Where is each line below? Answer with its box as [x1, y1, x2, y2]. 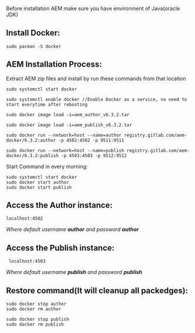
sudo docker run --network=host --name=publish [6, 147, 125, 154]
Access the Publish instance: [6, 242, 115, 253]
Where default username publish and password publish [6, 269, 142, 276]
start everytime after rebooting [6, 102, 88, 107]
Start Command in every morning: [6, 163, 88, 170]
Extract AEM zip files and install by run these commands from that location [6, 75, 186, 82]
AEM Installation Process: [6, 60, 102, 70]
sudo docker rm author [6, 306, 61, 312]
